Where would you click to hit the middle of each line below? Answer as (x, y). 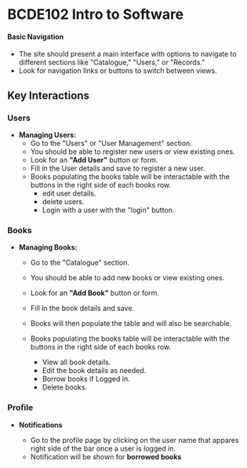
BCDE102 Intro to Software (96, 15)
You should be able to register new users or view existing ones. (133, 152)
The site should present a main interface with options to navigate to (127, 54)
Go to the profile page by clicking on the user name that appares (135, 440)
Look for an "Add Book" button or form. (95, 293)
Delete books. (65, 387)
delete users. (63, 202)
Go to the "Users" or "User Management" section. (111, 144)
